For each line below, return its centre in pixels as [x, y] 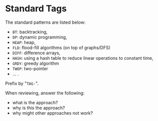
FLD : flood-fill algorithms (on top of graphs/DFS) [61, 47]
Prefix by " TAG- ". [22, 83]
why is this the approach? [39, 108]
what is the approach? [35, 102]
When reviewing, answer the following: [45, 93]
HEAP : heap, [24, 42]
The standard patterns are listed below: [45, 22]
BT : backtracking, [30, 32]
